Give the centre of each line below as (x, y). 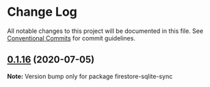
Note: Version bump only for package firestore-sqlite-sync (90, 76)
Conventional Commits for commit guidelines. (71, 38)
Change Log (42, 12)
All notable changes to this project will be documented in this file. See (105, 31)
